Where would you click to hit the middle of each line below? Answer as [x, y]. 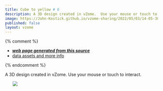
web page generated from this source [51, 51]
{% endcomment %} [25, 65]
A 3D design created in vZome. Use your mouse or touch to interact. [73, 75]
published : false [23, 23]
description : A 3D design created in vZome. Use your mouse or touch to [81, 14]
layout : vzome [19, 28]
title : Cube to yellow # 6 [32, 9]
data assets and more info [38, 56]
